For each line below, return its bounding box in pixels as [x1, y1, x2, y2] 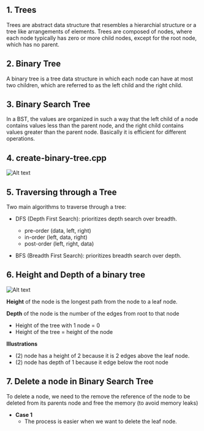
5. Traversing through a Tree [6, 187, 118, 197]
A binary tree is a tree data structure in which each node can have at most [6, 75, 194, 82]
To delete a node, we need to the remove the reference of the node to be [6, 392, 191, 400]
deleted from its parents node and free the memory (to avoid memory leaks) [6, 399, 198, 406]
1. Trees [6, 5, 37, 15]
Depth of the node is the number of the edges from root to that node [6, 309, 179, 317]
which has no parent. [6, 41, 60, 48]
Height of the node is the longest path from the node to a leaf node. [6, 298, 178, 305]
